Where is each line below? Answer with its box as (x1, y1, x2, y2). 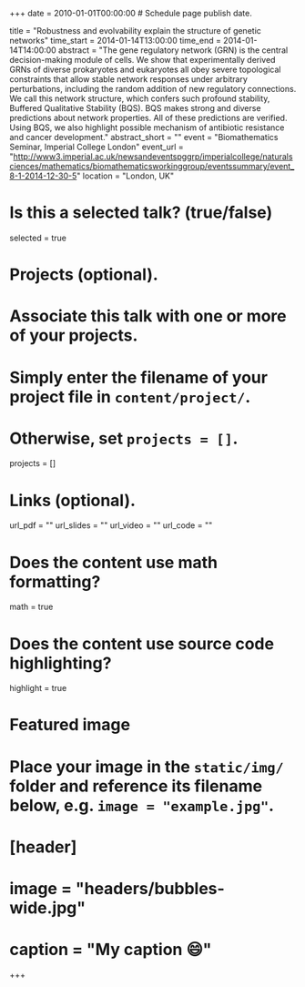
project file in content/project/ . (9, 386, 251, 407)
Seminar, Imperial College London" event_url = (9, 141, 184, 152)
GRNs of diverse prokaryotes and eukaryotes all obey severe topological (9, 64, 281, 75)
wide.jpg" (9, 898, 86, 918)
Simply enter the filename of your (9, 367, 269, 388)
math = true (9, 601, 54, 613)
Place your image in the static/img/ (9, 756, 284, 777)
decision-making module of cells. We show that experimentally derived (9, 55, 276, 65)
